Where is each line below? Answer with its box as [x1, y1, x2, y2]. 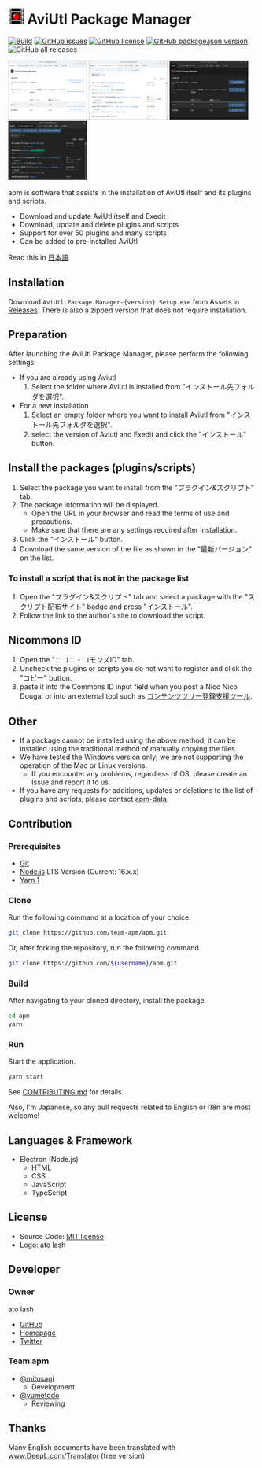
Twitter [19, 1336, 43, 1345]
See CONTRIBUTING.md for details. [8, 1087, 124, 1097]
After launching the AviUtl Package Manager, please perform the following [8, 349, 249, 358]
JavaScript [31, 1180, 67, 1190]
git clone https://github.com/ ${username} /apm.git [8, 960, 178, 968]
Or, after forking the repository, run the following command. [8, 943, 201, 953]
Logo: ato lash [19, 1240, 66, 1249]
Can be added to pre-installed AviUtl [19, 236, 138, 245]
